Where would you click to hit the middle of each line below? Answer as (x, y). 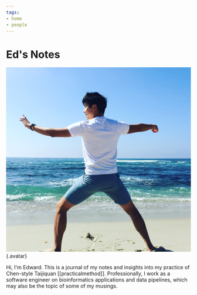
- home (14, 18)
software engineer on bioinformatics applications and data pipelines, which (97, 280)
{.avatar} (17, 256)
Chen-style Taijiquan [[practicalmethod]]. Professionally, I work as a (88, 274)
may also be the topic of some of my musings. (62, 286)
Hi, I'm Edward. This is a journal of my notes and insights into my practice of (98, 267)
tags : (13, 12)
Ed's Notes (33, 54)
